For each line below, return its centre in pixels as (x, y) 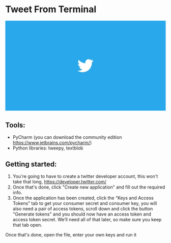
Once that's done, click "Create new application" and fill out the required (89, 187)
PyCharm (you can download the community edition (67, 137)
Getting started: (31, 164)
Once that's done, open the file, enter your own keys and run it (71, 235)
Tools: (15, 125)
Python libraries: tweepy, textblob (48, 148)
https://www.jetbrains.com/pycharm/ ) (52, 143)
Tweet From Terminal (51, 9)
